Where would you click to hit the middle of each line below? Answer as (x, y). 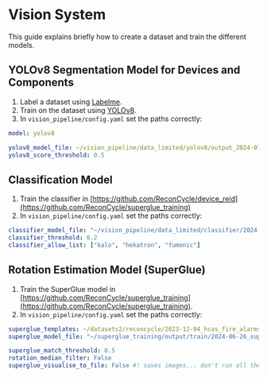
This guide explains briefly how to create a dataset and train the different (127, 37)
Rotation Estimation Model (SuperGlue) (107, 270)
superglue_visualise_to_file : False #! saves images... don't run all (128, 366)
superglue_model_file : (46, 336)
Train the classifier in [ (56, 199)
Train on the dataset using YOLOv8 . (78, 110)
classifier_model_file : (48, 231)
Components (41, 82)
